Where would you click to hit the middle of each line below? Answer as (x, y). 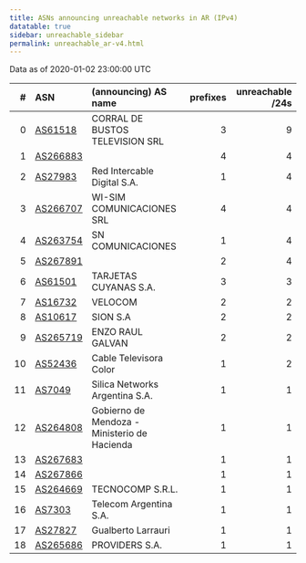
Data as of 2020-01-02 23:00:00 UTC (81, 69)
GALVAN (110, 343)
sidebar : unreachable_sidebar (67, 35)
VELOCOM (115, 302)
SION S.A (112, 318)
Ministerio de (119, 433)
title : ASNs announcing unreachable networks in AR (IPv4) (124, 18)
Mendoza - (116, 422)
